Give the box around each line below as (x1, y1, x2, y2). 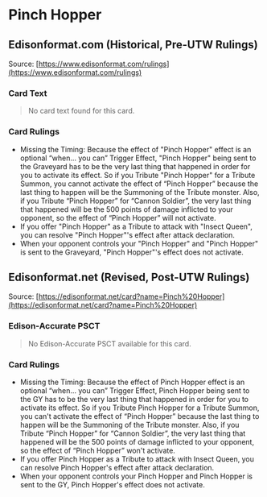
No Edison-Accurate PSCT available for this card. (27, 338, 191, 348)
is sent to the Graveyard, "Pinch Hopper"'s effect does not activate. (19, 247, 244, 257)
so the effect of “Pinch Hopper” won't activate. (19, 445, 175, 455)
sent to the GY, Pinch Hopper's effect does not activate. (19, 480, 205, 489)
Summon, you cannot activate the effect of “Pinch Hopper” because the (19, 179, 259, 188)
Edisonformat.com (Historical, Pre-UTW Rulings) (8, 38, 259, 52)
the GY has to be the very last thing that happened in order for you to (19, 395, 249, 404)
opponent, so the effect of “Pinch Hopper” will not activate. (19, 213, 216, 222)
